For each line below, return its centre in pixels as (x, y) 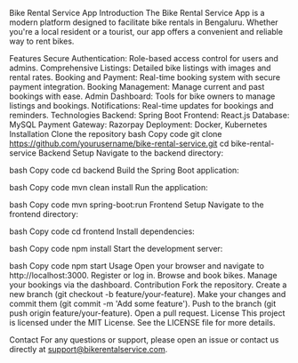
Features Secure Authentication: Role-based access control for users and (144, 58)
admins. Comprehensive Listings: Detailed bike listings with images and (140, 68)
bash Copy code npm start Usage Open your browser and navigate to (137, 266)
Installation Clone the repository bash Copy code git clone (116, 134)
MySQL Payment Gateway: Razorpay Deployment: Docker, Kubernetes (138, 125)
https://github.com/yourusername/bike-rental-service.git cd (119, 143)
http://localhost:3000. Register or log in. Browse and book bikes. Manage (143, 275)
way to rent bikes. (42, 41)
